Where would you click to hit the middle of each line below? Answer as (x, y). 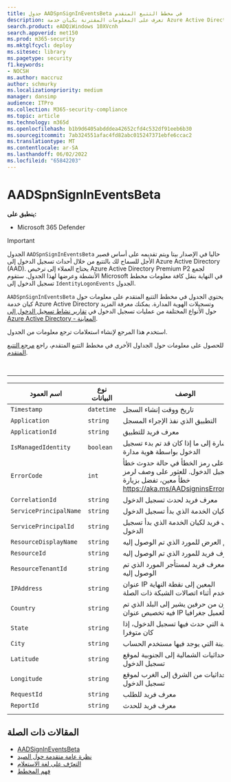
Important (21, 240)
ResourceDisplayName (44, 542)
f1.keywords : (26, 65)
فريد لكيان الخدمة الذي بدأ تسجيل (171, 522)
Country (23, 608)
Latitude (25, 659)
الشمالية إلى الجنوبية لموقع (162, 655)
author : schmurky (32, 84)
